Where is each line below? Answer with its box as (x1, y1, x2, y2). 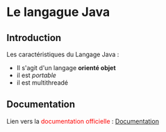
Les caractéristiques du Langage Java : (6, 50, 119, 58)
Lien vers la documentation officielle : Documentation (6, 117, 159, 125)
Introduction (6, 32, 62, 44)
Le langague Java (6, 4, 110, 20)
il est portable (16, 71, 57, 79)
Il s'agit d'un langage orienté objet (16, 64, 116, 72)
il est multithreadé (16, 79, 69, 87)
